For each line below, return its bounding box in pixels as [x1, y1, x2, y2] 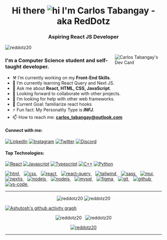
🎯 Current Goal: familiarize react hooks [12, 101, 92, 107]
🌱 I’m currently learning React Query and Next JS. [12, 80, 115, 86]
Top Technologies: [5, 150, 45, 156]
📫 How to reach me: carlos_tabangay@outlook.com [12, 114, 123, 120]
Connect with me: [5, 127, 43, 133]
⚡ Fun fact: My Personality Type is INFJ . [12, 107, 94, 113]
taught [5, 63, 22, 70]
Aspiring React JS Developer [48, 33, 119, 40]
